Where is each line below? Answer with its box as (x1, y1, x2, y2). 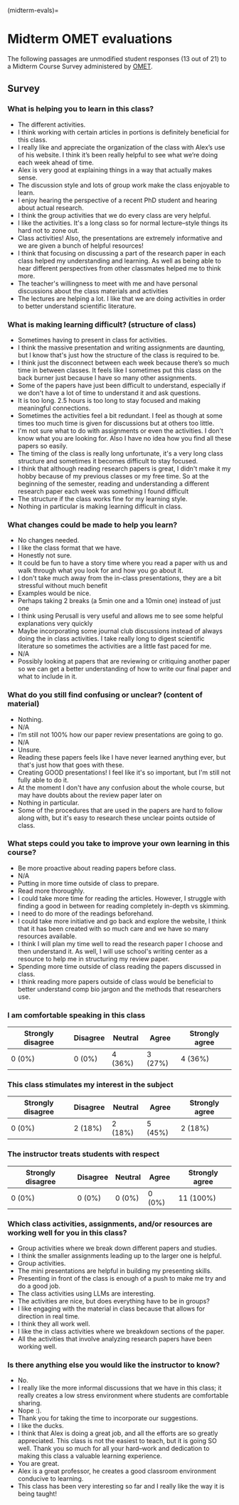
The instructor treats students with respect (7, 1149, 160, 1159)
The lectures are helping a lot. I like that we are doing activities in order (17, 294, 226, 303)
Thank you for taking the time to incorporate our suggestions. (17, 1414, 198, 1422)
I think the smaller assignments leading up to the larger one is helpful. (17, 1252, 222, 1259)
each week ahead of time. (17, 158, 95, 167)
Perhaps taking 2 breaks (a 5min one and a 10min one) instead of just (17, 597, 221, 605)
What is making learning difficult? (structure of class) (7, 320, 196, 330)
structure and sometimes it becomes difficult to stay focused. (17, 456, 198, 465)
